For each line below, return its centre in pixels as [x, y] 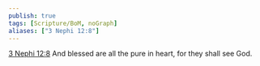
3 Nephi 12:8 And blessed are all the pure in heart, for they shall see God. [130, 54]
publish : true [32, 16]
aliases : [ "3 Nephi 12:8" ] [54, 31]
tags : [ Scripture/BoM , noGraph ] [63, 23]
